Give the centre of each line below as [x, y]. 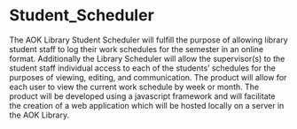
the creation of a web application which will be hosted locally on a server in [147, 105]
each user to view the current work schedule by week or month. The [134, 87]
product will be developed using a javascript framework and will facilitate [143, 96]
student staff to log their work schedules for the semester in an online [137, 49]
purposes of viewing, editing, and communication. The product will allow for [148, 77]
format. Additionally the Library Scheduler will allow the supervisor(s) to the [147, 58]
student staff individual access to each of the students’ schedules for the [143, 68]
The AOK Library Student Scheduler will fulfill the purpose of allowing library [148, 40]
